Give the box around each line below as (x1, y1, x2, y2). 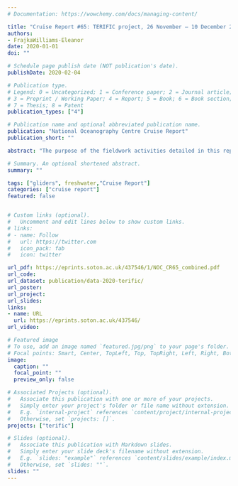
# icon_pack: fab (7, 244, 65, 252)
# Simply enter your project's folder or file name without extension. (7, 402, 230, 409)
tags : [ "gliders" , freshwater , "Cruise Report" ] (7, 179, 151, 187)
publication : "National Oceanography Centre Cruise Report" (7, 128, 189, 135)
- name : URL (7, 310, 42, 318)
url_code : (7, 271, 37, 278)
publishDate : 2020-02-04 (7, 69, 81, 76)
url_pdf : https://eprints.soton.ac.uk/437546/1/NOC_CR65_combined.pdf (7, 264, 220, 271)
